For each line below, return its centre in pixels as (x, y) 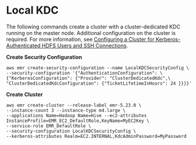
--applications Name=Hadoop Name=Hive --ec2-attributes (76, 115)
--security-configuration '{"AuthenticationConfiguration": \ (84, 73)
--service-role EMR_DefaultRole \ (49, 126)
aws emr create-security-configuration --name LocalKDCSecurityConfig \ (98, 68)
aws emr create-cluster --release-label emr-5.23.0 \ (74, 105)
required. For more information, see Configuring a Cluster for (81, 39)
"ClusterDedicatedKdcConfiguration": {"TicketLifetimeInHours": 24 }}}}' (99, 83)
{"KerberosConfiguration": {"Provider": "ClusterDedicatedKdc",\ (88, 78)
